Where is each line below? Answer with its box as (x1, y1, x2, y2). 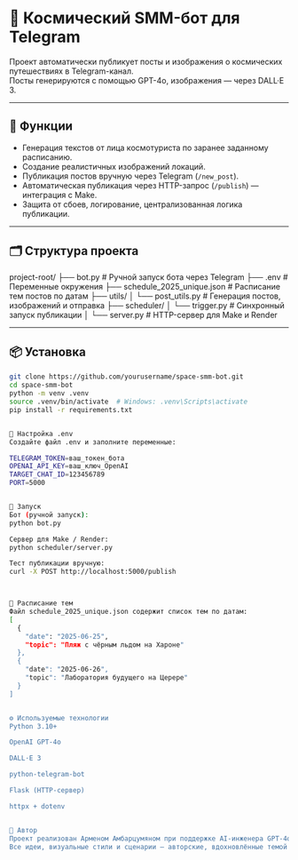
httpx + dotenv (9, 801, 66, 811)
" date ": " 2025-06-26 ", (25, 665, 109, 674)
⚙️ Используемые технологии (9, 713, 109, 722)
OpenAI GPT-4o (9, 737, 62, 747)
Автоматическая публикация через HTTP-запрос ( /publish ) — (21, 179, 259, 190)
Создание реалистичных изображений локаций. (21, 161, 206, 171)
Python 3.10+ (9, 721, 58, 731)
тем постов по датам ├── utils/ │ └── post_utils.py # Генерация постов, (9, 291, 281, 301)
